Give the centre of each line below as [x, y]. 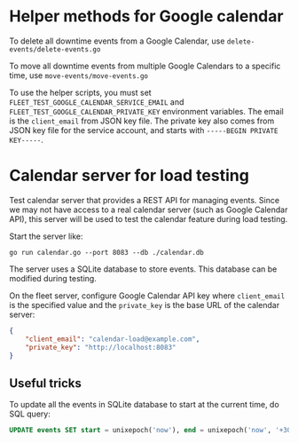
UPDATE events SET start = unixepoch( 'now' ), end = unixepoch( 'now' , [141, 431]
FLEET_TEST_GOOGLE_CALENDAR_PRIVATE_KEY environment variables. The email [146, 111]
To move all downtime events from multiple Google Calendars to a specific [145, 66]
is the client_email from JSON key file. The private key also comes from [142, 121]
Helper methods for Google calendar [146, 16]
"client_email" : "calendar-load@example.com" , [113, 339]
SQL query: [30, 414]
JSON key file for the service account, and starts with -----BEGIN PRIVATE [144, 130]
